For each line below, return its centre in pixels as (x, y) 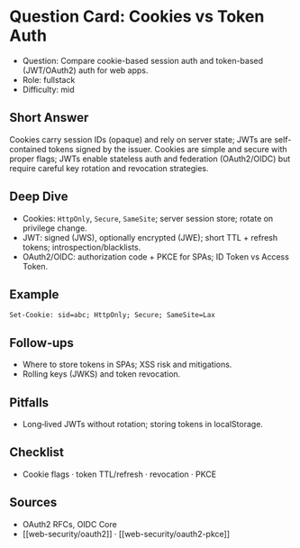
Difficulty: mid (48, 89)
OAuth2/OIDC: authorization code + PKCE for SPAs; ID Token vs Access (156, 256)
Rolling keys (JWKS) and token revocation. (101, 374)
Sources (33, 502)
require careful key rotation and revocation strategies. (109, 168)
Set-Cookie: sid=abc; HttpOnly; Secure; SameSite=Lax (113, 315)
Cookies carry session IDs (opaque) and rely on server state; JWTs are (141, 139)
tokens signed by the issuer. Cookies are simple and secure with (168, 149)
